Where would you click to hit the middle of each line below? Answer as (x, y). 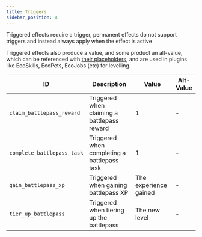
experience (151, 185)
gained (145, 192)
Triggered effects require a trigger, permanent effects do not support (92, 34)
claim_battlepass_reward (45, 113)
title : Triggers (26, 12)
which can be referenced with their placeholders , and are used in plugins (97, 59)
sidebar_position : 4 (32, 17)
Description (109, 84)
